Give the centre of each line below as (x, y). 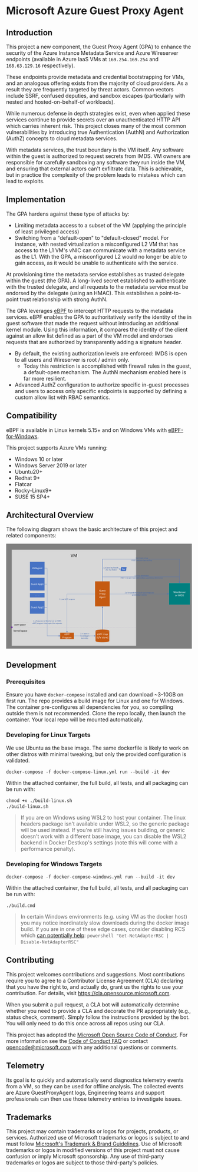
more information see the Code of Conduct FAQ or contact (77, 1041)
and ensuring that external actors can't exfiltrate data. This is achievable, (95, 169)
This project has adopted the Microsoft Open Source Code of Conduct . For (97, 1035)
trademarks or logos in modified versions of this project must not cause (93, 1150)
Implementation (36, 199)
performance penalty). (48, 849)
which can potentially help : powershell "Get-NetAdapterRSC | (95, 935)
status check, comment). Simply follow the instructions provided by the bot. (98, 1017)
